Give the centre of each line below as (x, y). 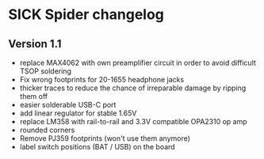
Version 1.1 (35, 44)
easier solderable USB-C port (68, 105)
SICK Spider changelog (86, 15)
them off (34, 96)
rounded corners (47, 130)
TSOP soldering (45, 71)
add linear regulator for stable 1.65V (78, 113)
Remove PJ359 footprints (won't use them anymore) (105, 138)
